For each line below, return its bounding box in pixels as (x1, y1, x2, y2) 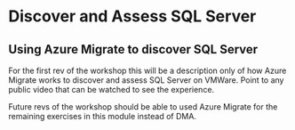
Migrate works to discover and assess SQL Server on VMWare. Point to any (8, 75, 284, 85)
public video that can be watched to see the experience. (8, 85, 215, 94)
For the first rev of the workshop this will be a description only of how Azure (8, 65, 287, 76)
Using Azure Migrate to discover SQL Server (8, 42, 259, 57)
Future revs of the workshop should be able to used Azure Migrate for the (8, 102, 278, 112)
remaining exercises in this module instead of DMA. (8, 111, 197, 121)
